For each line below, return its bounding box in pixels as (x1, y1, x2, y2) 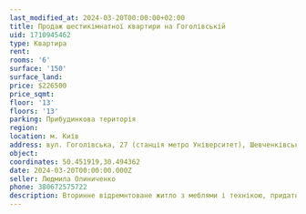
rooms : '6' (9, 56, 51, 65)
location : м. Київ (9, 132, 79, 141)
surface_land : (9, 73, 64, 82)
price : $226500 (9, 81, 67, 90)
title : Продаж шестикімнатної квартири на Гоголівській (9, 22, 226, 31)
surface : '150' (9, 65, 67, 74)
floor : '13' (9, 97, 55, 107)
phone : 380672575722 (9, 183, 88, 192)
